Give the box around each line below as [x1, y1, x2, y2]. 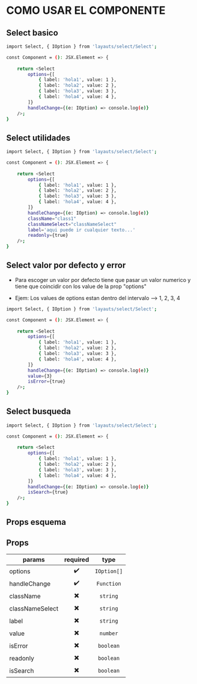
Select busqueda [6, 406, 71, 416]
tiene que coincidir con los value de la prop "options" [14, 283, 147, 290]
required [64, 556, 89, 564]
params [22, 556, 45, 564]
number [99, 630, 118, 636]
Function [96, 580, 121, 587]
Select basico [6, 28, 58, 38]
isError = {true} [28, 378, 66, 384]
